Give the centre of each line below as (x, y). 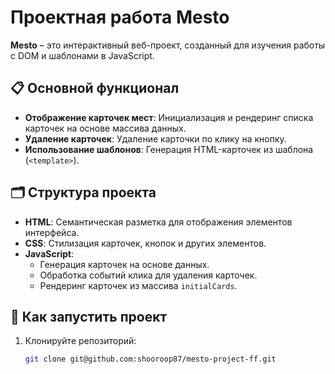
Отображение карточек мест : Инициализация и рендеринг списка (169, 117)
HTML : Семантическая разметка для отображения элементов (158, 222)
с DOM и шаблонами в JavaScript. (82, 55)
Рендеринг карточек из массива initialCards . (138, 285)
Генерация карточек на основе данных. (124, 264)
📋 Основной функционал (95, 88)
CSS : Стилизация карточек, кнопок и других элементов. (145, 243)
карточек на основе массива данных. (105, 128)
